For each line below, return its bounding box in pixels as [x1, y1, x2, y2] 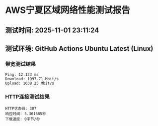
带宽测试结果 [5, 60, 36, 67]
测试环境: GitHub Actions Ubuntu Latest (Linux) [5, 44, 154, 53]
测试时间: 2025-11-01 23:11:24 [5, 26, 99, 34]
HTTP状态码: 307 [5, 106, 37, 111]
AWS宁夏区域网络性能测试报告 [5, 4, 131, 16]
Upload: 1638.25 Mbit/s [5, 81, 55, 86]
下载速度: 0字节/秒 [5, 117, 40, 122]
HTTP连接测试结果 [5, 93, 50, 100]
